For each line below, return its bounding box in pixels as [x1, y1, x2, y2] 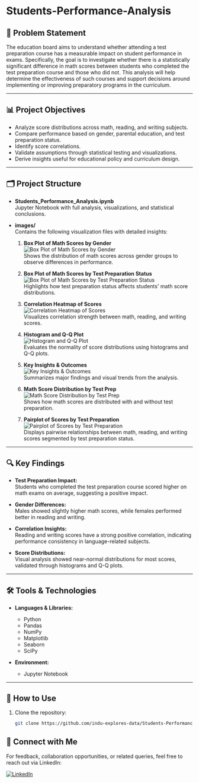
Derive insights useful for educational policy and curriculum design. [14, 155, 180, 162]
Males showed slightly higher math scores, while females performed [14, 507, 182, 514]
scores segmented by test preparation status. [23, 435, 135, 442]
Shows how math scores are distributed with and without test [23, 398, 174, 405]
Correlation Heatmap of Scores [23, 300, 102, 307]
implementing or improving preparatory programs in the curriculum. [6, 81, 171, 89]
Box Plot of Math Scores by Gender [23, 239, 111, 247]
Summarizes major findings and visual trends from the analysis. [23, 374, 179, 381]
